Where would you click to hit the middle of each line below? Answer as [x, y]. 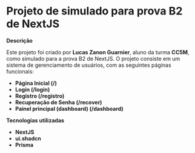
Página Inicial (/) [36, 83]
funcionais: [20, 71]
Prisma [24, 145]
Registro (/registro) [40, 96]
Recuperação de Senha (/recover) [58, 102]
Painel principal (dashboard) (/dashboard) [69, 108]
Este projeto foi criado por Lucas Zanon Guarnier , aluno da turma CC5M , [98, 52]
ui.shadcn [28, 138]
